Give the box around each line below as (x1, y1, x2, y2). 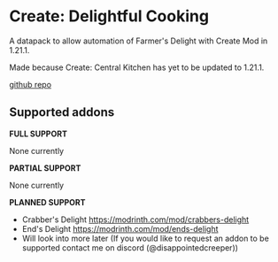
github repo (9, 79, 51, 89)
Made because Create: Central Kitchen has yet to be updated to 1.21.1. (9, 62, 265, 73)
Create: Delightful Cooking (9, 6, 210, 27)
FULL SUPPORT (9, 128, 68, 139)
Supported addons (9, 104, 115, 120)
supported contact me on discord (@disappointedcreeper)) (21, 242, 239, 253)
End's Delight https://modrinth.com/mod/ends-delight (21, 223, 219, 234)
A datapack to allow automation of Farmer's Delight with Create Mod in (9, 35, 268, 46)
